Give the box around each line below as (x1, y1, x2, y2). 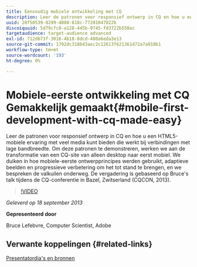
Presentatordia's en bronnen (6, 255, 75, 262)
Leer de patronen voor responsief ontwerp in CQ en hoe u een (6, 133, 157, 140)
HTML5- (158, 133, 178, 140)
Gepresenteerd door (6, 211, 57, 218)
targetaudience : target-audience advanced (6, 31, 111, 36)
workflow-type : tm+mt (6, 47, 59, 53)
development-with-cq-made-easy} (6, 113, 182, 126)
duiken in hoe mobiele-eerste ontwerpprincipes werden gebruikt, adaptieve (6, 158, 189, 165)
